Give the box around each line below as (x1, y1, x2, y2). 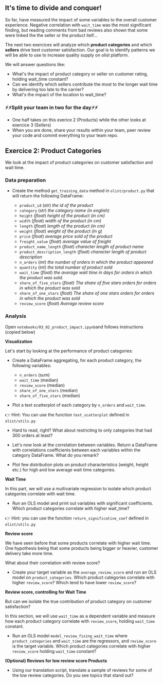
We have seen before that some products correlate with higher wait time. (5, 540, 151, 546)
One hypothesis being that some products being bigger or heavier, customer (5, 545, 159, 551)
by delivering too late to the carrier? (12, 86, 84, 92)
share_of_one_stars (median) (19, 387, 78, 393)
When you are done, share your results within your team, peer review (12, 127, 151, 133)
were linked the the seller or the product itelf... (5, 32, 98, 38)
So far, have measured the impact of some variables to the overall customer (5, 17, 157, 22)
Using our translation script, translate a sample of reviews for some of (12, 667, 152, 673)
